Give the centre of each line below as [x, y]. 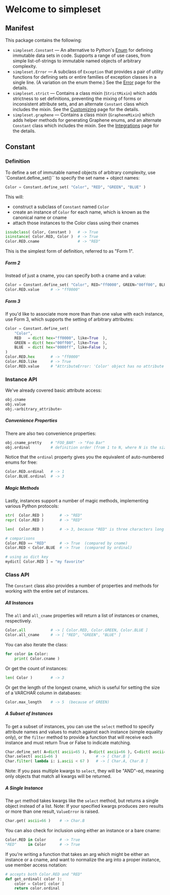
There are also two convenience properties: [51, 433]
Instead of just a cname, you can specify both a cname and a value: [76, 276]
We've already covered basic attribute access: [54, 390]
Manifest [20, 28]
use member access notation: [36, 865]
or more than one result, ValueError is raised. [52, 812]
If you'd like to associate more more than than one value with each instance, [85, 314]
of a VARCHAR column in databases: [44, 693]
